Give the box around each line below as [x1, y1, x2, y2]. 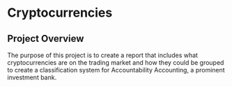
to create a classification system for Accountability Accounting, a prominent [7, 66, 225, 74]
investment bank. [7, 73, 57, 81]
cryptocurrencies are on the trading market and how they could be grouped [7, 58, 224, 67]
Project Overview [7, 33, 84, 45]
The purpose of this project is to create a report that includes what [7, 51, 199, 59]
